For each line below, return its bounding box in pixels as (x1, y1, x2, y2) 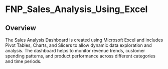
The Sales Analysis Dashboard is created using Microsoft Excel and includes (5, 37, 163, 43)
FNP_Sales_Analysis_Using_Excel (5, 4, 148, 15)
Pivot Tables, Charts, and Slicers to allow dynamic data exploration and (5, 42, 152, 48)
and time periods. (5, 58, 42, 64)
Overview (5, 24, 37, 32)
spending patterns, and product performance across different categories (5, 53, 155, 59)
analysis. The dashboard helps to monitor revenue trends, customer (5, 48, 145, 53)
